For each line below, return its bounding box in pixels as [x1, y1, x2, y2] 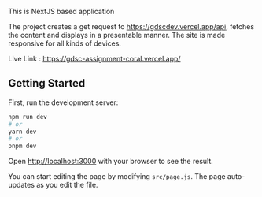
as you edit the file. [36, 180, 98, 190]
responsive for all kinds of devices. [8, 39, 122, 48]
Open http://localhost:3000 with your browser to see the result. [8, 157, 214, 166]
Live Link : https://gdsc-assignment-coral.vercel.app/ [8, 54, 181, 63]
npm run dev [8, 113, 47, 121]
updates [8, 180, 35, 190]
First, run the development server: [8, 98, 119, 107]
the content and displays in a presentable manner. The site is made [8, 31, 226, 39]
